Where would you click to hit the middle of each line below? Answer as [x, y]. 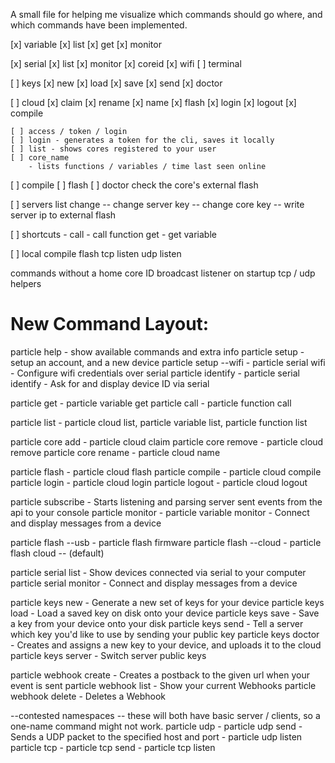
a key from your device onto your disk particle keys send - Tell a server [157, 623]
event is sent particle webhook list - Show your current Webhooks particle [163, 685]
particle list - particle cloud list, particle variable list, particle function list [159, 422]
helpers [26, 283]
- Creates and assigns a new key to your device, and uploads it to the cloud [166, 645]
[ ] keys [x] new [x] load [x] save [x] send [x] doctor [116, 83]
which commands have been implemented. [99, 25]
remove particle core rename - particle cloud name [115, 452]
